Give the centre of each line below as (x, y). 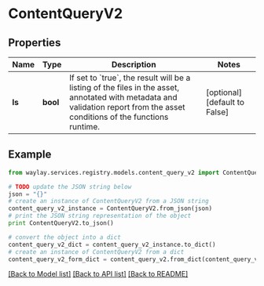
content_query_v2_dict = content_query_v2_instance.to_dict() (112, 244)
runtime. (85, 127)
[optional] (224, 92)
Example (30, 155)
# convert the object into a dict (65, 237)
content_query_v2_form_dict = (58, 259)
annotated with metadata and (124, 97)
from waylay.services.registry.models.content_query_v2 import (114, 172)
